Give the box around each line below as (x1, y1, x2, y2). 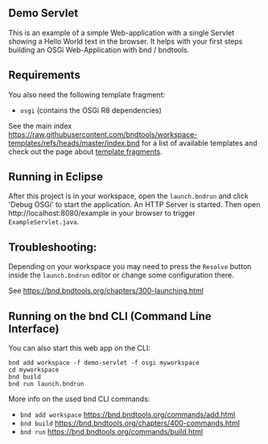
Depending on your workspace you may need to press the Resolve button (8, 262, 252, 272)
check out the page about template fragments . (8, 147, 163, 156)
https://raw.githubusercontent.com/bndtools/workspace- (8, 129, 198, 139)
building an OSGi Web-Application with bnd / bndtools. (8, 44, 190, 55)
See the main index (8, 121, 72, 131)
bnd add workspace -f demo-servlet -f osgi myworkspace (8, 359, 200, 367)
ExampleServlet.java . (8, 217, 80, 226)
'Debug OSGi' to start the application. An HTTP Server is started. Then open (8, 200, 261, 210)
